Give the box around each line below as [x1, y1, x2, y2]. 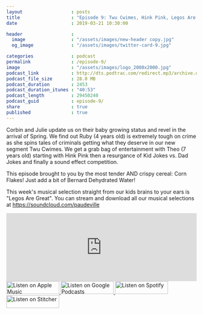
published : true [6, 110, 88, 116]
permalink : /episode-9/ [6, 59, 107, 65]
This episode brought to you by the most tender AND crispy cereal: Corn [6, 170, 187, 177]
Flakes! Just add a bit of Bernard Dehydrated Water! [6, 176, 136, 183]
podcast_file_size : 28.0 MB [6, 76, 96, 82]
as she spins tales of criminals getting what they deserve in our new [6, 139, 176, 146]
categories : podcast [6, 53, 96, 59]
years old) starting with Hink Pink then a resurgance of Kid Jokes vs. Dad [6, 152, 188, 159]
